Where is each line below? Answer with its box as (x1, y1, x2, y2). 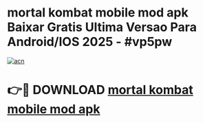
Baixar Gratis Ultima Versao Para (7, 19, 197, 35)
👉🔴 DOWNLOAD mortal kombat (7, 82, 194, 98)
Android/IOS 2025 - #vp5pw (7, 34, 173, 49)
